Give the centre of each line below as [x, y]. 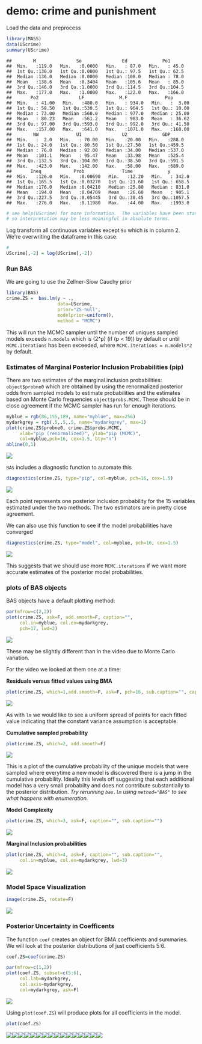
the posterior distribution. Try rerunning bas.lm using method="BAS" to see [97, 792]
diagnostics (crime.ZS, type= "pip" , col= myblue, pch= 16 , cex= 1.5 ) [90, 478]
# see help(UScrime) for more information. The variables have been [95, 213]
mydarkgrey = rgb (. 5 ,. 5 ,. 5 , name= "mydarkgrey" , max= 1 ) [76, 422]
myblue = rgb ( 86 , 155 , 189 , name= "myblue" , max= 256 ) [71, 417]
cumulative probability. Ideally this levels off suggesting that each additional [100, 779]
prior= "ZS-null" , [79, 310]
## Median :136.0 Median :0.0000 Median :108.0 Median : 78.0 [95, 76]
